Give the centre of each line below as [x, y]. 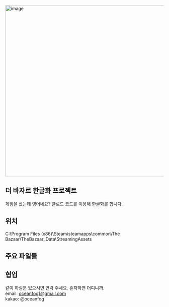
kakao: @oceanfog [25, 298]
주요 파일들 [21, 256]
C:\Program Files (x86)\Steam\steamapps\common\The [63, 234]
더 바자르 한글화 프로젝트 [41, 191]
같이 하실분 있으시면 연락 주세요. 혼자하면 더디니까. [55, 288]
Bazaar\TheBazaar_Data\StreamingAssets [49, 239]
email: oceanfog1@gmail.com [36, 293]
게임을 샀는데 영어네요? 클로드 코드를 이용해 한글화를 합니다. [64, 204]
